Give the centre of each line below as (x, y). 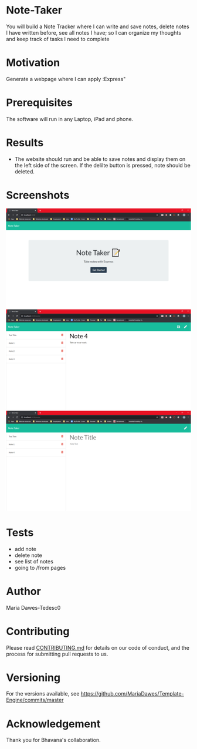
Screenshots (38, 195)
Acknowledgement (53, 724)
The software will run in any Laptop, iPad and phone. (70, 119)
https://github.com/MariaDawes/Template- (132, 694)
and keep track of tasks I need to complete (58, 39)
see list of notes (34, 561)
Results (25, 143)
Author (23, 591)
